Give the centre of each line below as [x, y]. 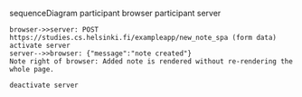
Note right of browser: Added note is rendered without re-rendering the [151, 62]
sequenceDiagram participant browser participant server [115, 13]
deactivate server [44, 85]
